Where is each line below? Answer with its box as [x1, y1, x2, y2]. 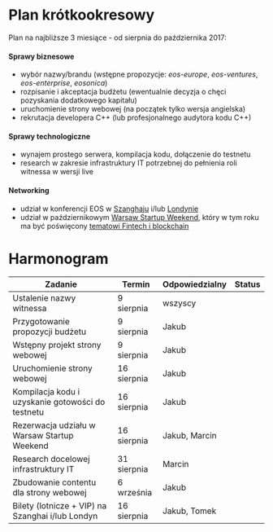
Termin [121, 279, 150, 290]
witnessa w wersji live [19, 167, 93, 177]
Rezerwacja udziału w [12, 420, 96, 431]
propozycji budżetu [12, 326, 87, 337]
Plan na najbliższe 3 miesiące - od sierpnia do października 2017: [8, 33, 227, 42]
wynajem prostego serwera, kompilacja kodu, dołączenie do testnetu [19, 149, 251, 160]
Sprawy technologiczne [8, 131, 91, 141]
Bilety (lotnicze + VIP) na [12, 500, 107, 512]
